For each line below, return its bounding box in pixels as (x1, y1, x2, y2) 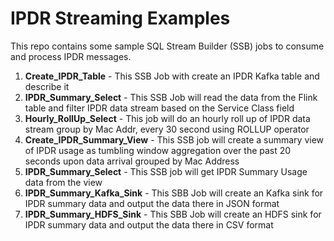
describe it (24, 80, 70, 92)
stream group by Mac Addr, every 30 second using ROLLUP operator (24, 123, 310, 135)
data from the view (24, 176, 103, 188)
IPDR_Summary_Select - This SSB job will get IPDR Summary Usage (24, 165, 308, 177)
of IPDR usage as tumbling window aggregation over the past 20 (24, 144, 292, 156)
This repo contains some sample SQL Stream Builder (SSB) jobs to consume (10, 40, 325, 52)
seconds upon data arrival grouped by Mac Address (24, 155, 240, 167)
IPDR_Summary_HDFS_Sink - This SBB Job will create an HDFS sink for (24, 208, 322, 220)
